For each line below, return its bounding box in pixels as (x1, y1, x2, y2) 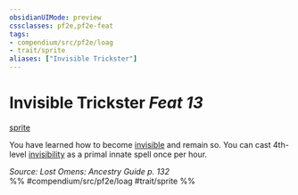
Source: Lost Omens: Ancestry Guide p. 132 (9, 166, 170, 176)
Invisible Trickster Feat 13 (9, 93, 203, 113)
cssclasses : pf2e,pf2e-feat (9, 21, 114, 30)
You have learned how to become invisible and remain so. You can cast (9, 139, 271, 150)
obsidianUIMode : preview (9, 12, 102, 22)
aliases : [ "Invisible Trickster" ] (9, 54, 138, 63)
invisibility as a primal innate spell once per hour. (28, 149, 208, 159)
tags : (9, 29, 29, 38)
